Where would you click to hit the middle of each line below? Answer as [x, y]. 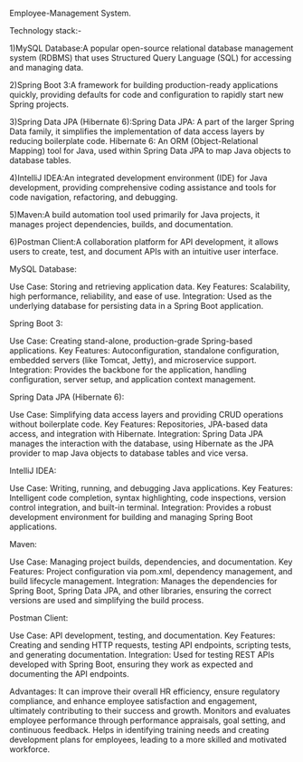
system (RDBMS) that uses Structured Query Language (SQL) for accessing [151, 58]
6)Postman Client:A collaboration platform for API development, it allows [144, 242]
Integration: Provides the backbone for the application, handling [128, 370]
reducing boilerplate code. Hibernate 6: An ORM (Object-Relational [134, 141]
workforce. [30, 749]
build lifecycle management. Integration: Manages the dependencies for [143, 581]
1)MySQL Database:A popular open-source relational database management [151, 48]
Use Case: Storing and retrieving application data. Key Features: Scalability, [150, 286]
